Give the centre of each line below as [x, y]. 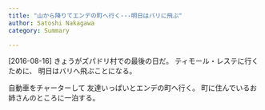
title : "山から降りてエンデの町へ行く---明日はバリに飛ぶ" [95, 16]
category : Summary [39, 30]
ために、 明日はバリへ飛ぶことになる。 [72, 71]
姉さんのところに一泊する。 [54, 98]
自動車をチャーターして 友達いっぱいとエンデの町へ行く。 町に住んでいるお [133, 88]
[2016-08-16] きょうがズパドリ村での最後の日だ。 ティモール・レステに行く [133, 61]
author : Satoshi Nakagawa [51, 23]
